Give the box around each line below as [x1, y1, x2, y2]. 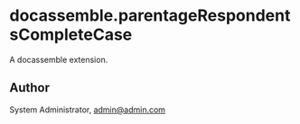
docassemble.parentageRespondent [9, 5, 291, 26]
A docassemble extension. [9, 54, 108, 65]
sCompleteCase [9, 24, 133, 45]
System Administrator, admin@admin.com [9, 104, 165, 115]
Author [9, 80, 50, 95]
